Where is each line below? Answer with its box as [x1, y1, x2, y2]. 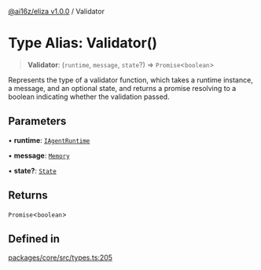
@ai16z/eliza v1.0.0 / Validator [8, 7, 105, 16]
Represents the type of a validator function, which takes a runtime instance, [8, 75, 253, 85]
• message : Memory [8, 151, 70, 160]
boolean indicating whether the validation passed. [8, 92, 171, 101]
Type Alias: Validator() [8, 35, 158, 52]
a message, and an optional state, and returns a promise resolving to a [8, 83, 237, 93]
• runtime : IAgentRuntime [8, 135, 90, 144]
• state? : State [8, 166, 57, 175]
